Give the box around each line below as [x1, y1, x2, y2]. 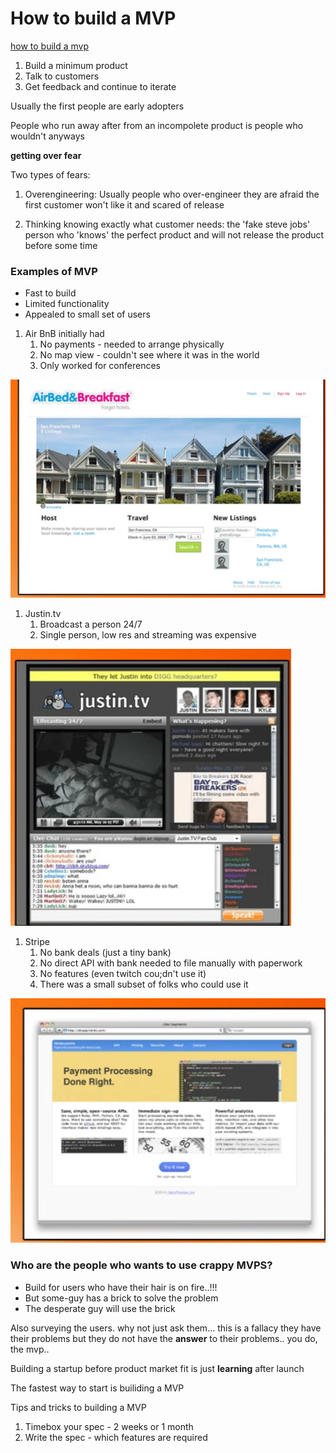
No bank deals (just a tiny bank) [39, 947, 172, 959]
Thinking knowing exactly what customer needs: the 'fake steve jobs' [24, 218, 311, 230]
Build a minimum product [24, 59, 128, 71]
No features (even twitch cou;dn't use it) [39, 968, 207, 980]
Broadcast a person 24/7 [39, 618, 143, 631]
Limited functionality [24, 298, 110, 310]
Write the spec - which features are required [24, 1431, 208, 1443]
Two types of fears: [10, 168, 91, 181]
